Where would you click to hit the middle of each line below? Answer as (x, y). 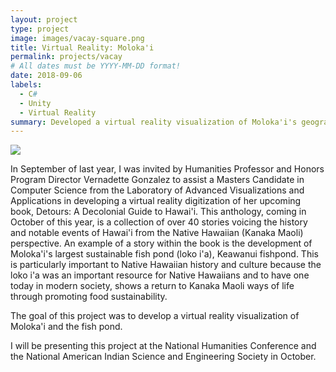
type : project (40, 29)
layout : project (44, 19)
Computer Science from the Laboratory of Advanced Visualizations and (157, 190)
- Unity (35, 103)
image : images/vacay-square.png (77, 38)
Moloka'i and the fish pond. (66, 327)
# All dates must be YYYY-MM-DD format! (96, 66)
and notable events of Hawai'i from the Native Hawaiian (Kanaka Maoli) (157, 233)
